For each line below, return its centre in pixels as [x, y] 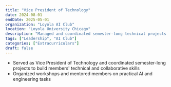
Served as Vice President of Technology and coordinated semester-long [89, 62]
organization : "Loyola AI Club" [40, 24]
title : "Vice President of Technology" [48, 10]
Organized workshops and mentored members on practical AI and [83, 73]
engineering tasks [32, 79]
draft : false [19, 48]
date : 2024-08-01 [24, 15]
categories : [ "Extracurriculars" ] [42, 43]
